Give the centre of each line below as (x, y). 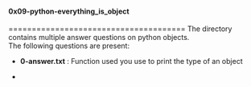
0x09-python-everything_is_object (69, 11)
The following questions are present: (69, 46)
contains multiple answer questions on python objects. (99, 38)
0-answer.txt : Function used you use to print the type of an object (131, 61)
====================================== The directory (120, 29)
